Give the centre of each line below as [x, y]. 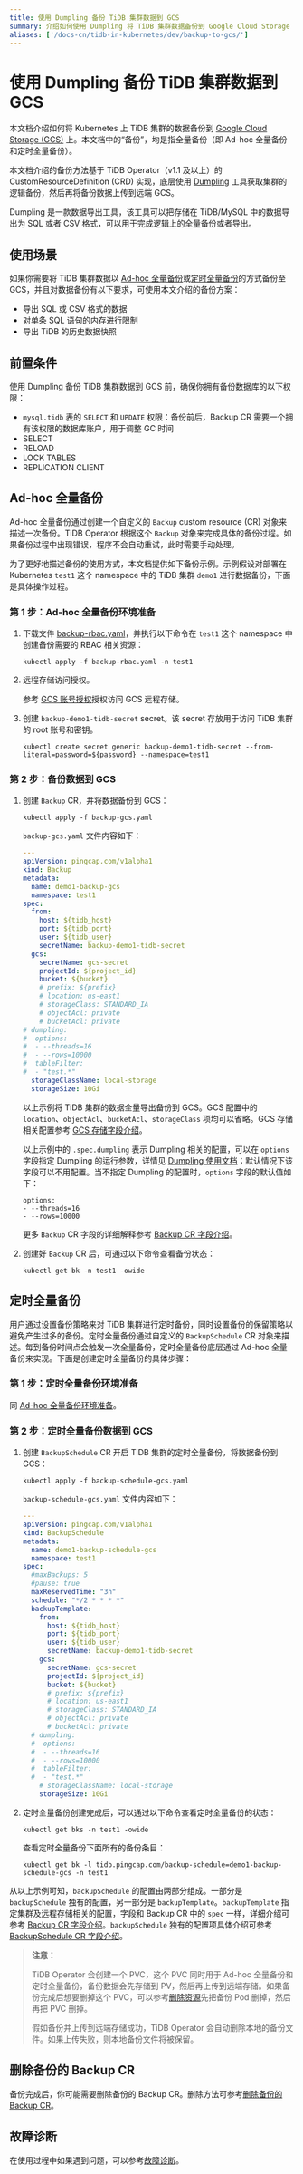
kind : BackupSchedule [63, 1532]
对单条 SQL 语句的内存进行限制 [80, 320]
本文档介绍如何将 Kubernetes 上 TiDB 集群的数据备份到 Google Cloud [138, 129]
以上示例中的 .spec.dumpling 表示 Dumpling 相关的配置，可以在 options [156, 1149]
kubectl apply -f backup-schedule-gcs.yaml [106, 1481]
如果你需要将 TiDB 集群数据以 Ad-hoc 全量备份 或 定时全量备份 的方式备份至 [148, 278]
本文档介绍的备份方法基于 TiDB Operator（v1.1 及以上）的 [116, 170]
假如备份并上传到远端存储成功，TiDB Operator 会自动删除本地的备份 [159, 2027]
